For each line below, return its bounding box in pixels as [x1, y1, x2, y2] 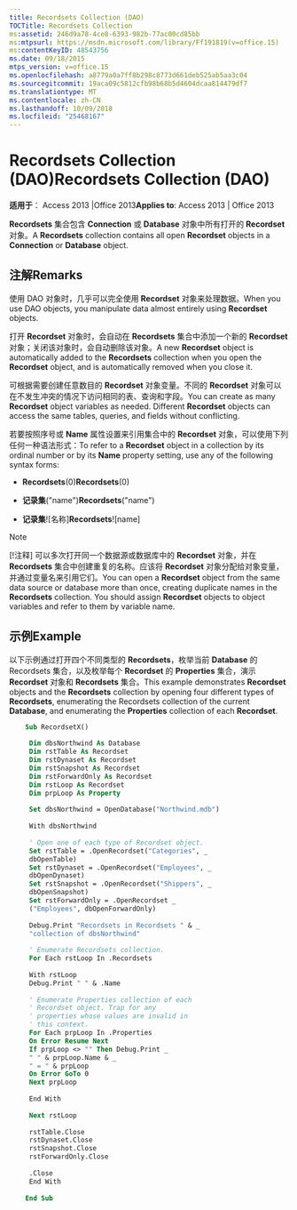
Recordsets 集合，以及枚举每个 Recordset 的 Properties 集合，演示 [9, 665, 256, 676]
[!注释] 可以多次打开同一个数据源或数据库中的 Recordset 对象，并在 [9, 549, 257, 560]
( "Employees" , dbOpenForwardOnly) [28, 904, 157, 913]
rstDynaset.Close [28, 1135, 93, 1145]
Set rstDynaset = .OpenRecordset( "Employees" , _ [28, 863, 213, 872]
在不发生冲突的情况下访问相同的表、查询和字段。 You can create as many [9, 390, 277, 401]
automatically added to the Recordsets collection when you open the [9, 352, 262, 363]
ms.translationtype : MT [9, 87, 98, 96]
